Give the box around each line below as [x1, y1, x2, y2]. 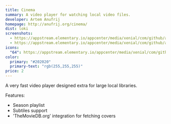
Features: [5, 92, 25, 98]
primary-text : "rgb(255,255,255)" [10, 64, 83, 69]
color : [5, 54, 19, 60]
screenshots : [5, 31, 33, 36]
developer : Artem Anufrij [5, 17, 60, 22]
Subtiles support [12, 107, 47, 113]
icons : [5, 45, 19, 50]
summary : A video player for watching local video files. [5, 12, 131, 17]
